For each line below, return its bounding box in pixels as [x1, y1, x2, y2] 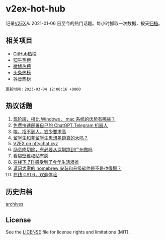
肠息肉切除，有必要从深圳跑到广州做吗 [13, 146, 93, 152]
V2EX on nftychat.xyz [13, 140, 58, 146]
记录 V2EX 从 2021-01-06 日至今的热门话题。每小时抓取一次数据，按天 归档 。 [6, 20, 163, 26]
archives [6, 201, 24, 207]
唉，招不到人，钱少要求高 [13, 129, 66, 135]
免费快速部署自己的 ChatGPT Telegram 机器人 [13, 122, 108, 128]
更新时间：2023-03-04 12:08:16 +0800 [6, 86, 81, 92]
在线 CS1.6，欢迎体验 [13, 171, 57, 177]
